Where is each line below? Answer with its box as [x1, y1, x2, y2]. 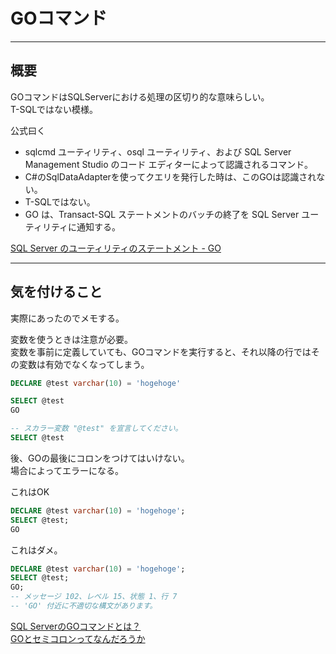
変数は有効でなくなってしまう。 [18, 358, 150, 370]
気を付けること [10, 284, 103, 301]
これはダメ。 [10, 544, 63, 556]
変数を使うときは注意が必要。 [10, 333, 133, 345]
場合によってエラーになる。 [10, 464, 124, 476]
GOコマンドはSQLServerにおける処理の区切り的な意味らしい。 [10, 90, 270, 103]
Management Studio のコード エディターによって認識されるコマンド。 [24, 158, 314, 170]
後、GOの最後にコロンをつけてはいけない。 [10, 452, 190, 464]
